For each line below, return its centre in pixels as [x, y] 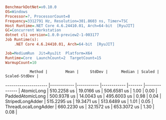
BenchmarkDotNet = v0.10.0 [31, 7]
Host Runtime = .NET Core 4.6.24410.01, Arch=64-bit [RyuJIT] [70, 25]
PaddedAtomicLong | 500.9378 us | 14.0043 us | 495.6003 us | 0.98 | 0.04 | [83, 96]
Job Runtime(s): [22, 40]
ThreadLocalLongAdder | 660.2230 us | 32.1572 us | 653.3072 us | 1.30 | [80, 106]
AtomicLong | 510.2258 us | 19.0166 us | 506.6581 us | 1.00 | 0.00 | [89, 90]
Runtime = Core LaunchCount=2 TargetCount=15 [53, 58]
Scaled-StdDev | [22, 76]
